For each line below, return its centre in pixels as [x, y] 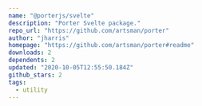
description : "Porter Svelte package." [75, 23]
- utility [32, 90]
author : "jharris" [39, 38]
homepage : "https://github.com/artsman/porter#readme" [101, 45]
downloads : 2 [30, 53]
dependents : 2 [32, 61]
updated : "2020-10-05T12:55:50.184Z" [71, 68]
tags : [17, 82]
